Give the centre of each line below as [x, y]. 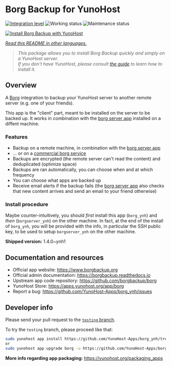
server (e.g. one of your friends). [39, 103]
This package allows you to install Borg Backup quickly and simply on [91, 53]
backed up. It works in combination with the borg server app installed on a [83, 118]
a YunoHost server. [38, 58]
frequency [23, 175]
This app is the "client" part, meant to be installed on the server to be [78, 112]
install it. [26, 69]
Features [17, 137]
